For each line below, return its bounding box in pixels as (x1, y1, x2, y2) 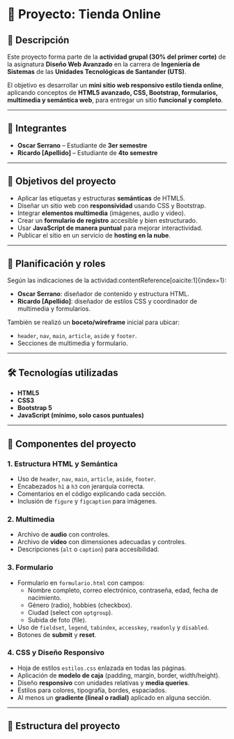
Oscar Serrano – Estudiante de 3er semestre (17, 141, 148, 149)
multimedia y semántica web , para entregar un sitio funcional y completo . (7, 96, 224, 104)
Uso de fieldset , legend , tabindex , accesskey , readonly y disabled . (17, 623, 209, 631)
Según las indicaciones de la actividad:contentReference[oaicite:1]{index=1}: (7, 276, 227, 285)
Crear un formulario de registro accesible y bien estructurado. (17, 216, 198, 224)
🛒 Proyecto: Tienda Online (7, 6, 162, 22)
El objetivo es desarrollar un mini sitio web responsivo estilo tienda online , (7, 81, 224, 89)
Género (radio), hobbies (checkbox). (27, 601, 132, 609)
